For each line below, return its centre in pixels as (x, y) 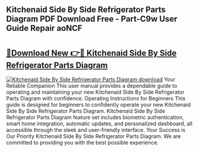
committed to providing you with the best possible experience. (82, 142)
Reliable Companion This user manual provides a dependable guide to (92, 86)
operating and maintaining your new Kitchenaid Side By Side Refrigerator (95, 92)
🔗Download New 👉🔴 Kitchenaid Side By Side (91, 53)
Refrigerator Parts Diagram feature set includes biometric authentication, (95, 117)
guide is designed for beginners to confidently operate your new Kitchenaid (98, 104)
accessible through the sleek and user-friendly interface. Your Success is (96, 130)
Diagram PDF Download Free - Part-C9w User (92, 19)
